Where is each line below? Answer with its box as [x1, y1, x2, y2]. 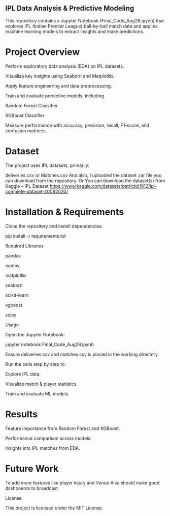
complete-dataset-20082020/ [5, 188, 69, 194]
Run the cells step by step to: [5, 361, 66, 367]
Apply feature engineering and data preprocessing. [5, 82, 113, 89]
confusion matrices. [5, 127, 47, 134]
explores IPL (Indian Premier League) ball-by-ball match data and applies [5, 23, 158, 29]
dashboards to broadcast [5, 485, 58, 491]
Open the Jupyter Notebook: [5, 331, 65, 337]
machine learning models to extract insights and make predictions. [5, 28, 145, 35]
